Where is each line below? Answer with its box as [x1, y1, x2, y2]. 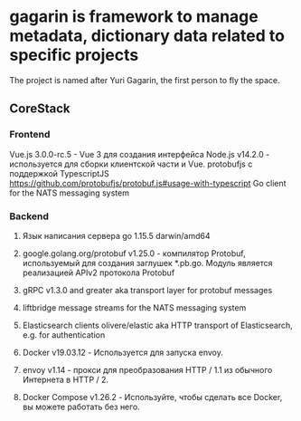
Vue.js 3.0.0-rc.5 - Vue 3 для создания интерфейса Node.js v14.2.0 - [9, 148, 270, 159]
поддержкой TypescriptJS [9, 167, 110, 178]
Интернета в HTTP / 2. [22, 374, 109, 385]
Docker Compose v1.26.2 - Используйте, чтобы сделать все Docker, [22, 391, 283, 402]
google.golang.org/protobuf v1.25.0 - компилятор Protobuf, [22, 247, 246, 259]
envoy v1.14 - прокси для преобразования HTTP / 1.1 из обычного [22, 364, 273, 375]
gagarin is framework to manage [9, 6, 259, 27]
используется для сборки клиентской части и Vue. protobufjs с [9, 158, 253, 169]
